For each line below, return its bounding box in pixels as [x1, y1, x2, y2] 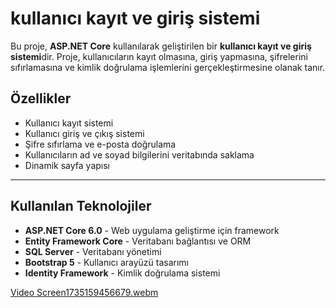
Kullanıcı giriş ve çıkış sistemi [24, 127, 145, 139]
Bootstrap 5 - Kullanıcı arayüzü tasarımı [24, 256, 189, 268]
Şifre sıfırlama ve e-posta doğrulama [24, 138, 177, 150]
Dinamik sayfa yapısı [24, 159, 110, 171]
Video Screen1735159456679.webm [10, 286, 159, 298]
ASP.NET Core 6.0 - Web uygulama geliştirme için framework [24, 224, 280, 236]
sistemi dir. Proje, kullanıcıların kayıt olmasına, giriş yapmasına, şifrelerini [10, 50, 308, 62]
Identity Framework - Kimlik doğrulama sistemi [24, 267, 221, 279]
